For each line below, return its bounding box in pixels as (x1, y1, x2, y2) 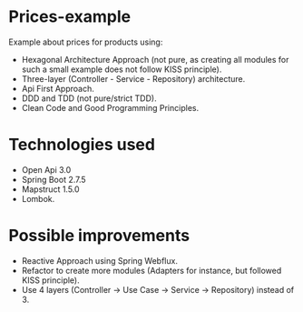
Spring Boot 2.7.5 (21, 174, 87, 185)
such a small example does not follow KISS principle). (21, 64, 222, 75)
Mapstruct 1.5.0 (21, 184, 80, 195)
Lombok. (21, 193, 55, 204)
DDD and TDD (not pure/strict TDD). (21, 93, 157, 104)
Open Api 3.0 (21, 164, 72, 175)
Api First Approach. (21, 83, 94, 94)
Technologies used (8, 135, 156, 156)
